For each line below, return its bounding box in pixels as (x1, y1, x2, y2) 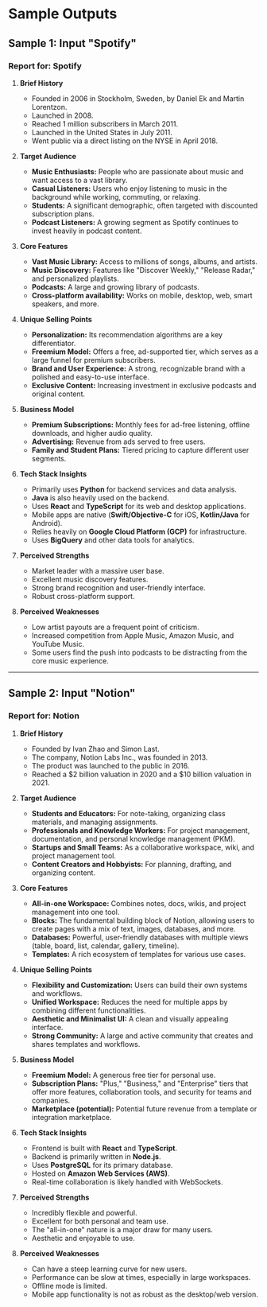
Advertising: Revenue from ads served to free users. (31, 437, 206, 446)
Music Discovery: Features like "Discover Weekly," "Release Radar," (31, 265, 256, 274)
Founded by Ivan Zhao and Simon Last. (31, 744, 161, 753)
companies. (31, 1095, 71, 1105)
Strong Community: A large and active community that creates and (31, 1031, 253, 1041)
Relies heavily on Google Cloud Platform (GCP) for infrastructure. (31, 527, 247, 536)
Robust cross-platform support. (31, 591, 135, 601)
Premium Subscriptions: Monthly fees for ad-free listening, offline (31, 419, 250, 430)
